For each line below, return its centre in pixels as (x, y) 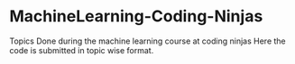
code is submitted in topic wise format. (82, 50)
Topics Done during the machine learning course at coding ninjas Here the (147, 41)
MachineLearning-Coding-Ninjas (136, 16)
